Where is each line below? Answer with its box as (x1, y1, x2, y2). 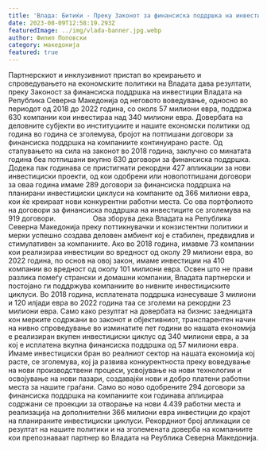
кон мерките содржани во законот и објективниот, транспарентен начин (8, 315, 256, 324)
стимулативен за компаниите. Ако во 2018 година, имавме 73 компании (8, 239, 254, 248)
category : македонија (8, 41, 80, 49)
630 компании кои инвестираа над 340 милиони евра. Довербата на (8, 113, 244, 121)
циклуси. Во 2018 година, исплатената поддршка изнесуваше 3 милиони (8, 290, 257, 298)
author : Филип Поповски (8, 33, 87, 42)
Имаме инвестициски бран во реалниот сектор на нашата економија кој (8, 348, 256, 358)
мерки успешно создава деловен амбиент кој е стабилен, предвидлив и (8, 231, 255, 240)
